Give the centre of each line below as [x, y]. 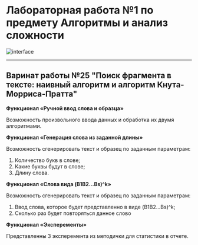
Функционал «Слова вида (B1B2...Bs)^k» [59, 184]
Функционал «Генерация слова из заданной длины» [75, 137]
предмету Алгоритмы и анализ [87, 23]
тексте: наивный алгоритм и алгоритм [81, 85]
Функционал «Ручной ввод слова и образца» [65, 108]
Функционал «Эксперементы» [46, 224]
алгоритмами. [24, 126]
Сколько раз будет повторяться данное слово [73, 213]
